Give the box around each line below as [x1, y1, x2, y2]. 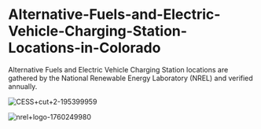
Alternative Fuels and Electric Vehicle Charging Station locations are [8, 64, 229, 74]
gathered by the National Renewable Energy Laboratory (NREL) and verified [8, 73, 253, 83]
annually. [8, 81, 38, 91]
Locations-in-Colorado [8, 39, 161, 57]
